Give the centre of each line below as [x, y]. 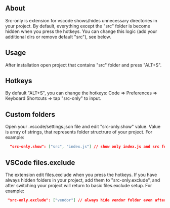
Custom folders [30, 114]
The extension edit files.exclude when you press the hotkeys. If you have [81, 175]
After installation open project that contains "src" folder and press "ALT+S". [83, 65]
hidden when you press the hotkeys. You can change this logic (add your [81, 31]
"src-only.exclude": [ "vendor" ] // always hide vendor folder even [80, 200]
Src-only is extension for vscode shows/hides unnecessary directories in [81, 20]
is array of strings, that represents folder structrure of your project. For [79, 132]
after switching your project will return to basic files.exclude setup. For [79, 185]
